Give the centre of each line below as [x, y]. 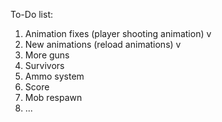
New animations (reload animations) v [103, 44]
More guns [47, 55]
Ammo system [54, 76]
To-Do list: [31, 14]
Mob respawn [53, 97]
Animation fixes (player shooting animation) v [118, 33]
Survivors [44, 65]
